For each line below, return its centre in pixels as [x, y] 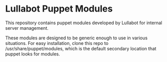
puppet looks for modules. [33, 54]
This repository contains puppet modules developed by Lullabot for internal [84, 23]
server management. [27, 28]
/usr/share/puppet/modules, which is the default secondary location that [81, 48]
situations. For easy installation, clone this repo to [57, 43]
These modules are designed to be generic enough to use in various [76, 38]
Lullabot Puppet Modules [59, 9]
